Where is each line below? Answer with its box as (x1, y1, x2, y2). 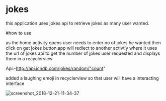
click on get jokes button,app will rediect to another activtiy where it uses (6, 45, 157, 51)
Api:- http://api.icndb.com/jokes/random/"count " (6, 65, 106, 71)
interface (6, 80, 25, 86)
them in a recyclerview (6, 55, 53, 61)
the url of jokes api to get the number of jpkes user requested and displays (6, 50, 160, 56)
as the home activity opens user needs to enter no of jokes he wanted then (6, 39, 161, 46)
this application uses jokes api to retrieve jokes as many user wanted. (6, 20, 150, 26)
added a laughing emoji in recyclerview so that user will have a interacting (6, 75, 159, 81)
